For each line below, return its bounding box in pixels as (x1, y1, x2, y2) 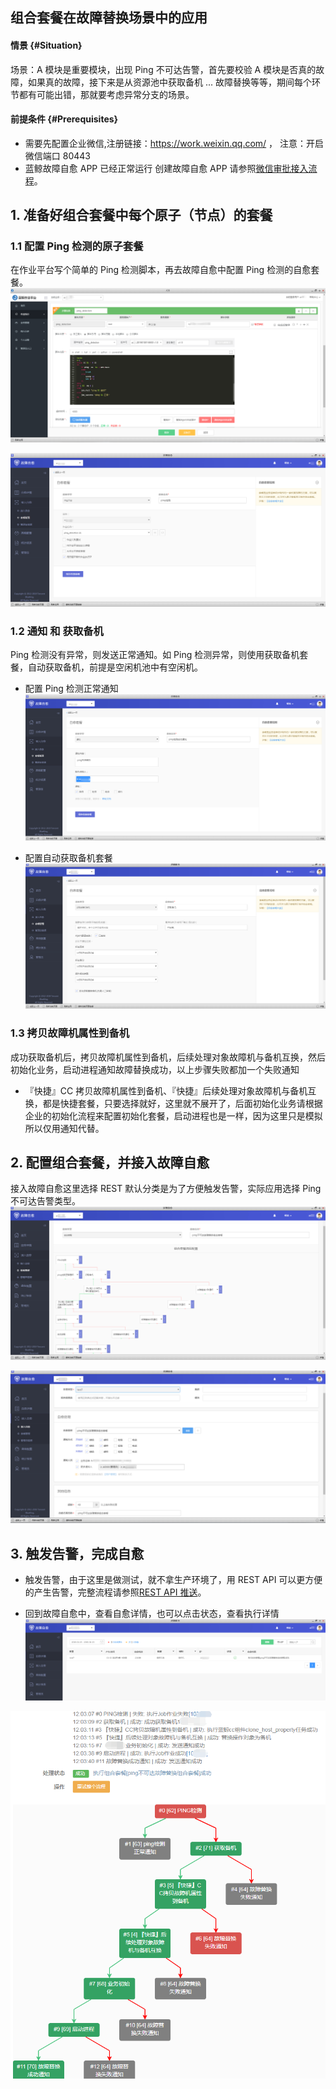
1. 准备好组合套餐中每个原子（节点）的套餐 (10, 207, 273, 224)
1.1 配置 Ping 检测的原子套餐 (10, 239, 144, 253)
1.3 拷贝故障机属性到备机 (10, 1026, 130, 1040)
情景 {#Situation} (10, 39, 83, 51)
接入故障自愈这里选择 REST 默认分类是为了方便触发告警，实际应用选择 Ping (10, 1183, 322, 1195)
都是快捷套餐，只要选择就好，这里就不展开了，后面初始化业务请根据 (42, 1097, 323, 1109)
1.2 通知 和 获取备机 (10, 624, 104, 638)
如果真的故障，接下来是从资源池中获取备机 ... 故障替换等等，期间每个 (27, 76, 312, 88)
